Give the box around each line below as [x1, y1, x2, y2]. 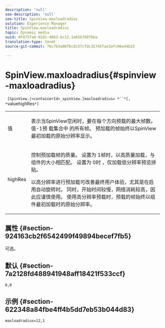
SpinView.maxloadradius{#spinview [5, 70, 156, 80]
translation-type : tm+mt [5, 39, 56, 44]
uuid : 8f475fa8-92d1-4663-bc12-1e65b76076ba [5, 35, 98, 40]
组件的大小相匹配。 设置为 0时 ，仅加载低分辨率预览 [31, 159, 151, 166]
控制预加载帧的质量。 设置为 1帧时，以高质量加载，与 [31, 151, 155, 158]
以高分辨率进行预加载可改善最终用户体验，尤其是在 [31, 179, 149, 185]
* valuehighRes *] [5, 101, 39, 107]
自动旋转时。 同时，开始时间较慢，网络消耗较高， [36, 186, 151, 193]
